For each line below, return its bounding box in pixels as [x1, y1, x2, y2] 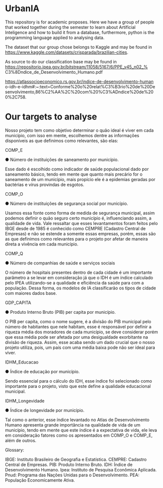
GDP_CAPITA [5, 300, 32, 305]
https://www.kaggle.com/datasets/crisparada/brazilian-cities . [5, 49, 128, 55]
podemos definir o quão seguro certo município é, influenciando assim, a [5, 215, 152, 221]
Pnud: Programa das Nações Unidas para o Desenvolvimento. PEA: [5, 472, 140, 478]
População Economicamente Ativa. [5, 477, 75, 483]
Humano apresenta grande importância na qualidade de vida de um [5, 422, 141, 427]
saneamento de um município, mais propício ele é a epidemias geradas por [5, 176, 156, 182]
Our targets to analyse [5, 111, 97, 122]
